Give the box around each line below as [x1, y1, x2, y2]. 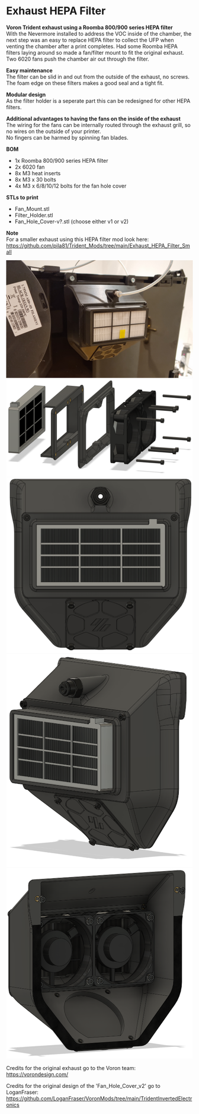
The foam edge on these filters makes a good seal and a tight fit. [6, 79, 164, 87]
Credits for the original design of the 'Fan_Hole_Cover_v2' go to [6, 1083, 161, 1090]
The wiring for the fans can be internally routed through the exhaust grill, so [6, 121, 191, 128]
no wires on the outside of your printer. [6, 128, 101, 135]
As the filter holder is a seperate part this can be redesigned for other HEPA [6, 97, 191, 105]
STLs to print [6, 194, 38, 201]
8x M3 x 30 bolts [14, 176, 56, 183]
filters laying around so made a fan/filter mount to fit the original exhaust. [6, 49, 185, 56]
